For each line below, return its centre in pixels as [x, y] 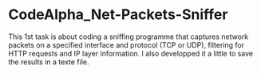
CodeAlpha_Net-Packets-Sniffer [118, 15]
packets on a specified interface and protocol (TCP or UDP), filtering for [127, 44]
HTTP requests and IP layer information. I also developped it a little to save [131, 53]
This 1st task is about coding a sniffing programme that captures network [129, 36]
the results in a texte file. [49, 62]
